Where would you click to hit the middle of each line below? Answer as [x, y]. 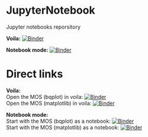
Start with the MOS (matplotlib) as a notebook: [63, 127]
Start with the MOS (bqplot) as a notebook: [58, 121]
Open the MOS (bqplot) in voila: [45, 96]
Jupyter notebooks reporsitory [44, 27]
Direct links [35, 74]
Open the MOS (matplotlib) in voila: [49, 103]
